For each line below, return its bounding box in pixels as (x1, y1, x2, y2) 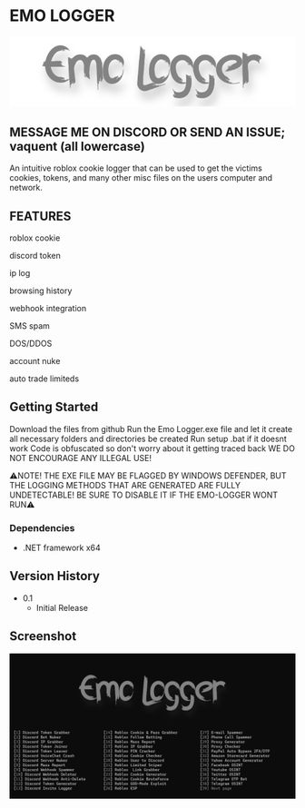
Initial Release (35, 602, 89, 613)
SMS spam (9, 320, 50, 331)
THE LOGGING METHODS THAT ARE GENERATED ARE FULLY (9, 479, 241, 490)
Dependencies (9, 521, 75, 534)
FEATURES (9, 208, 72, 223)
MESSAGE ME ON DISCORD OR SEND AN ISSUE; (9, 124, 286, 140)
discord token (9, 250, 61, 261)
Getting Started (9, 399, 99, 415)
